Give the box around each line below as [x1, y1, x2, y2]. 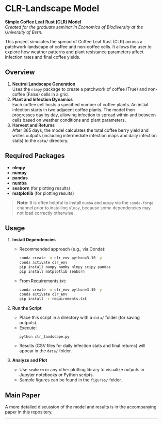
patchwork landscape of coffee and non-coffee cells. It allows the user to [5, 44, 152, 49]
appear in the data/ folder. [19, 348, 72, 354]
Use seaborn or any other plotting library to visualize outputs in [19, 367, 145, 373]
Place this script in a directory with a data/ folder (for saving [19, 314, 140, 320]
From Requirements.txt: [19, 278, 66, 283]
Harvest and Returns [12, 122, 55, 128]
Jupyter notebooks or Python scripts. [19, 372, 94, 378]
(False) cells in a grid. [26, 91, 69, 97]
